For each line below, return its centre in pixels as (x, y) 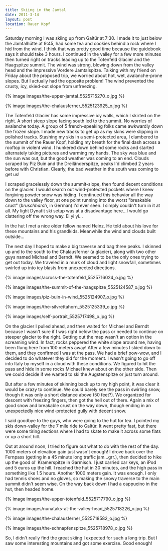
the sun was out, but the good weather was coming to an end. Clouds (77, 159)
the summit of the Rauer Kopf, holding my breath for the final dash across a (83, 142)
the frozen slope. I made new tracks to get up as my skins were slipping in (82, 132)
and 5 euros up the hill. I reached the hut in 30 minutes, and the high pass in (84, 468)
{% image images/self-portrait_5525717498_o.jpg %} (60, 317)
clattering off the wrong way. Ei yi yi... (44, 216)
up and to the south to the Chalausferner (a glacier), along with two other (81, 252)
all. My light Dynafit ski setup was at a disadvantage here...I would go (77, 211)
